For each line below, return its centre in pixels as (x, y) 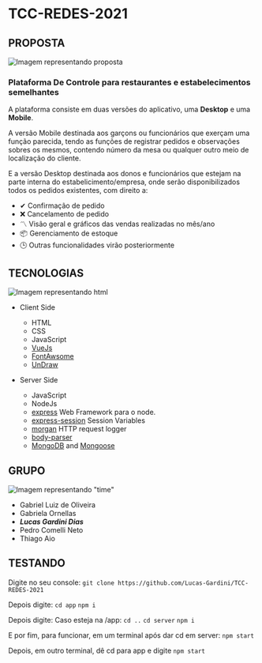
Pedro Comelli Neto (51, 529)
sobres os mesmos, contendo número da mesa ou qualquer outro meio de (129, 150)
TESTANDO (37, 563)
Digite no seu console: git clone (61, 582)
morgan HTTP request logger (79, 429)
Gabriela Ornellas (48, 513)
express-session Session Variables (88, 420)
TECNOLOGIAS (46, 273)
